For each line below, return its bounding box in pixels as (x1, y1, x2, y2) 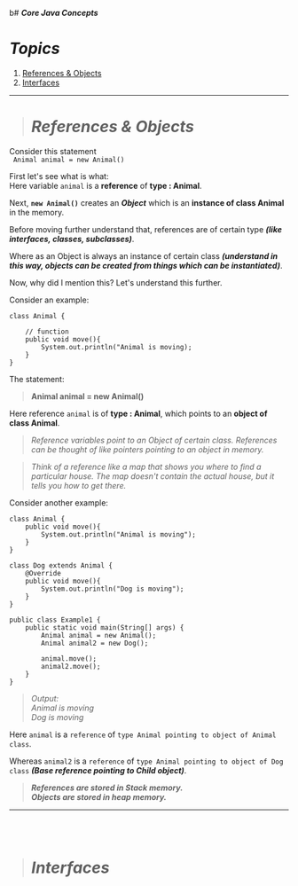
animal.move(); (41, 654, 98, 663)
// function (25, 327, 69, 336)
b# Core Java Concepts (9, 8, 99, 18)
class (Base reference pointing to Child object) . (9, 764, 187, 775)
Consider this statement (9, 145, 97, 156)
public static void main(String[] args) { (25, 623, 184, 632)
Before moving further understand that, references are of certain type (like (9, 223, 282, 234)
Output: (30, 693, 59, 703)
